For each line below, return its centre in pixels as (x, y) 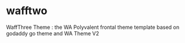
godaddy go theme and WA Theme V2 (53, 33)
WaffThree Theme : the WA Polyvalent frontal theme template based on (93, 27)
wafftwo (27, 11)
